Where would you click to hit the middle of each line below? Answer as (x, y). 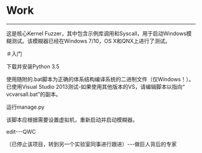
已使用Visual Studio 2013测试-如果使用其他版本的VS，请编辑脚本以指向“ (96, 86)
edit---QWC (21, 131)
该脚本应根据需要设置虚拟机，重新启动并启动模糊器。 (72, 119)
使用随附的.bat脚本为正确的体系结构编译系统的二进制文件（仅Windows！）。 (100, 79)
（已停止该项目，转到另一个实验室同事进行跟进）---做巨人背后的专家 (92, 144)
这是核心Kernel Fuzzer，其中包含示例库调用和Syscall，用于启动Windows (96, 33)
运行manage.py (26, 107)
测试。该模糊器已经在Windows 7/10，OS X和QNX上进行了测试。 (91, 41)
